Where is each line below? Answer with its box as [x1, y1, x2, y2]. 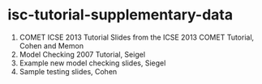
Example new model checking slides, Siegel [19, 58, 166, 68]
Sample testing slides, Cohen [19, 66, 118, 76]
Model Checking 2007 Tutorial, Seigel [19, 49, 146, 59]
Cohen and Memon [19, 40, 84, 50]
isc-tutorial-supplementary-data [7, 6, 233, 24]
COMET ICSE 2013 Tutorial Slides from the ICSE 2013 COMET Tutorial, [19, 32, 255, 42]
